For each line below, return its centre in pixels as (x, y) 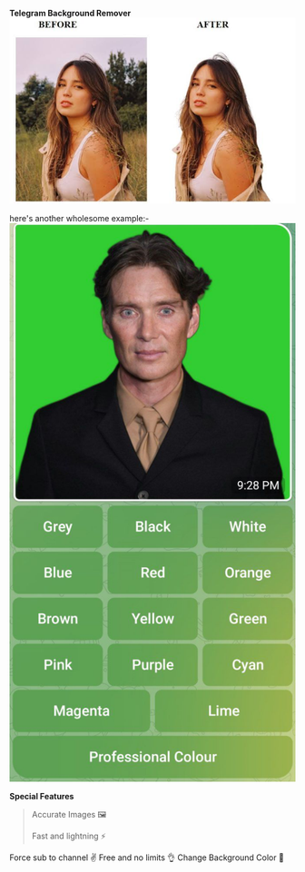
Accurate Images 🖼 (69, 815)
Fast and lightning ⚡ (69, 836)
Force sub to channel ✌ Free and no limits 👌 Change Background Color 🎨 (147, 857)
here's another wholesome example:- (79, 219)
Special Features (42, 797)
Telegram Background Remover (70, 13)
